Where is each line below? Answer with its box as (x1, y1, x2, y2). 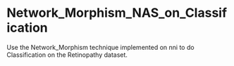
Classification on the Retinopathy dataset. (6, 51, 128, 59)
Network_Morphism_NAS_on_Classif (6, 5, 227, 21)
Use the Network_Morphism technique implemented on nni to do (6, 43, 195, 51)
